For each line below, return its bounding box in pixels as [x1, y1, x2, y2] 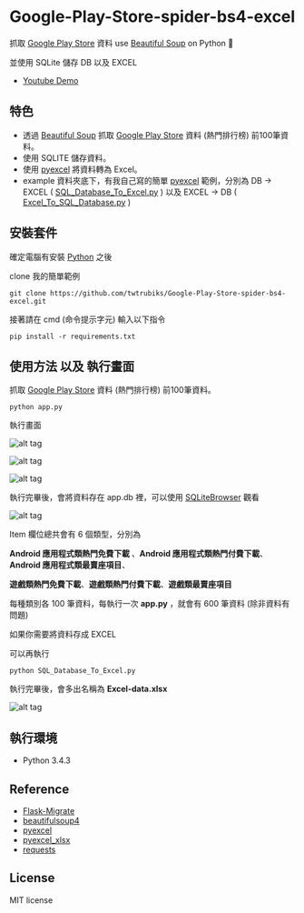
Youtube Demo [22, 75, 79, 85]
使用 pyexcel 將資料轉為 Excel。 [22, 164, 142, 175]
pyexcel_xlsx [22, 835, 71, 845]
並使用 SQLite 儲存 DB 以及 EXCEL [9, 56, 138, 67]
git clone [9, 288, 47, 297]
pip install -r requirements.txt [9, 332, 136, 341]
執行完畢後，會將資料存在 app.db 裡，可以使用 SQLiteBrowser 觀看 [9, 492, 260, 503]
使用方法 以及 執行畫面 [9, 358, 134, 374]
